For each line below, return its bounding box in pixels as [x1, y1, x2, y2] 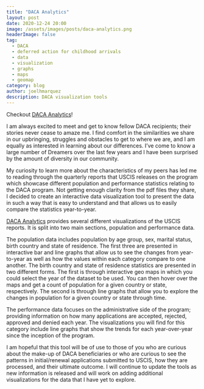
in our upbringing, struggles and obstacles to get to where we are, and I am [6, 135, 195, 143]
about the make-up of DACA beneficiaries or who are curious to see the [6, 350, 186, 357]
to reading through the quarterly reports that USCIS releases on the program [6, 173, 198, 180]
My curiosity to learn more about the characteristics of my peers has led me [6, 166, 197, 174]
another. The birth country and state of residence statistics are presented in [6, 262, 197, 269]
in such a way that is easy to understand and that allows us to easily [6, 199, 177, 206]
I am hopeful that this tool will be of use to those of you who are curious [6, 343, 187, 351]
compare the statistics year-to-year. [6, 205, 97, 213]
